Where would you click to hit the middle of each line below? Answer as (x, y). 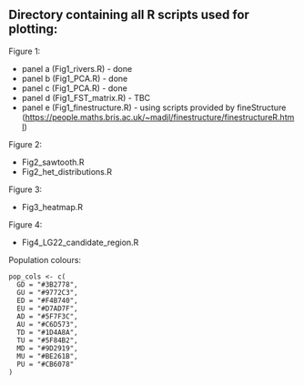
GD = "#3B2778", (47, 284)
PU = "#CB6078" (46, 364)
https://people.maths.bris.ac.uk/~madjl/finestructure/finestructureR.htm (160, 117)
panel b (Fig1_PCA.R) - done (75, 78)
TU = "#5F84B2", (47, 340)
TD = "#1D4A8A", (47, 332)
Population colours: (45, 259)
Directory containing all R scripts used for (129, 15)
